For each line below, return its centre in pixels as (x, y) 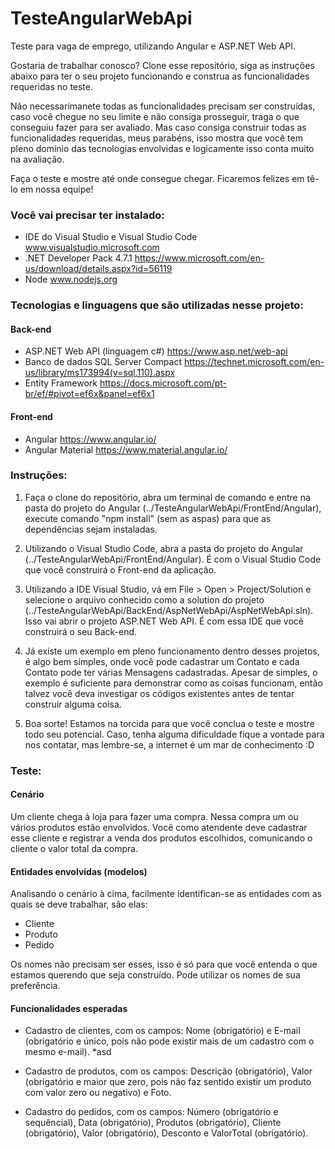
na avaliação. (37, 159)
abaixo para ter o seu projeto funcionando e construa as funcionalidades (160, 76)
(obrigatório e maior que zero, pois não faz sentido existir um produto (168, 1082)
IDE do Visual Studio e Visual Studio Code (111, 237)
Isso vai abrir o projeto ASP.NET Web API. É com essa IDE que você (164, 621)
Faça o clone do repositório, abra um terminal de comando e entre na (167, 497)
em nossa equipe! (56, 189)
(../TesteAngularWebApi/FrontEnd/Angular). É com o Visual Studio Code (173, 559)
